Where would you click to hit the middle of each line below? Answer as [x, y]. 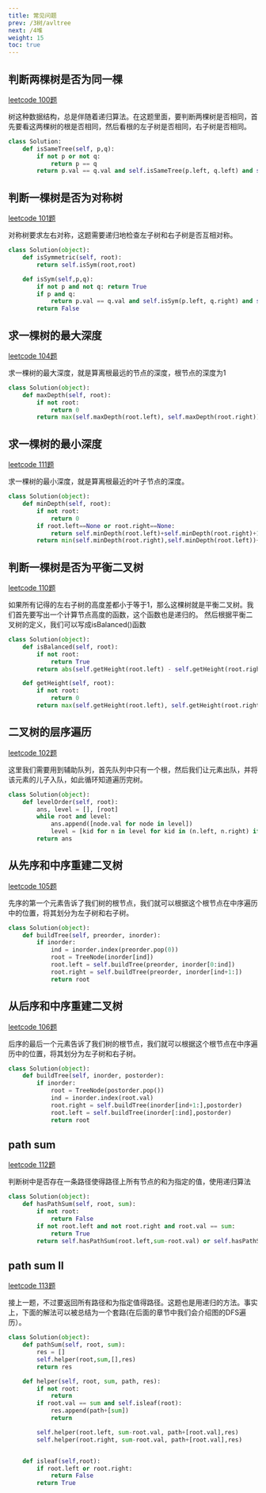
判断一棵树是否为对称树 [65, 198]
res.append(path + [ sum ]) [89, 1411]
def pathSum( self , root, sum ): [74, 1345]
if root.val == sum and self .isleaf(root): [109, 1403]
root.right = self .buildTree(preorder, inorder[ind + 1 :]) [146, 972]
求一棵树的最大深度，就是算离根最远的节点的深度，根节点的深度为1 [117, 373]
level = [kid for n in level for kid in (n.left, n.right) [150, 832]
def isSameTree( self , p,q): [68, 149]
